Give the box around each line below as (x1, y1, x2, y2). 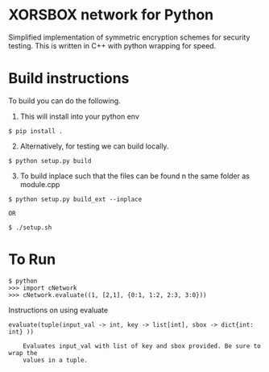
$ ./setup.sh (8, 224, 52, 232)
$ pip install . (8, 127, 63, 135)
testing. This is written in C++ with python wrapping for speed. (8, 40, 217, 50)
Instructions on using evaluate (8, 305, 109, 315)
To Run (8, 250, 56, 269)
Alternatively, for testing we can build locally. (19, 141, 169, 151)
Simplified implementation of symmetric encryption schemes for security (8, 32, 250, 42)
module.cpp (19, 179, 60, 189)
